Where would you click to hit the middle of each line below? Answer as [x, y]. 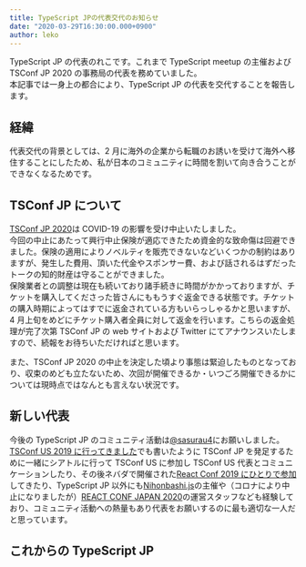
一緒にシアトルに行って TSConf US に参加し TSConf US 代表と [143, 462]
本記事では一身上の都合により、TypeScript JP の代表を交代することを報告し [153, 85]
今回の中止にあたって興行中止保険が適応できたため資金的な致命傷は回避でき [153, 240]
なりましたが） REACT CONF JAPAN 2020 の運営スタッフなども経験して [159, 496]
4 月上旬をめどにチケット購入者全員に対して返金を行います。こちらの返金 [148, 320]
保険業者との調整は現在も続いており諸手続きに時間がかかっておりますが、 [148, 286]
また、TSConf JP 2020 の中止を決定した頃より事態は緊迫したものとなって [149, 362]
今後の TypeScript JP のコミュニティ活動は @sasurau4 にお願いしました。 [147, 440]
